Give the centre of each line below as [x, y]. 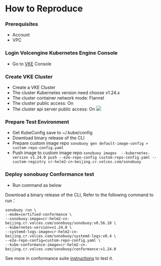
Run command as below [37, 185]
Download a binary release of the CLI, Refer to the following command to [80, 195]
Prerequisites [22, 24]
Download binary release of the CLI [49, 138]
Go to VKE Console [32, 64]
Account [21, 35]
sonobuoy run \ [21, 210]
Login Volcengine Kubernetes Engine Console [61, 53]
